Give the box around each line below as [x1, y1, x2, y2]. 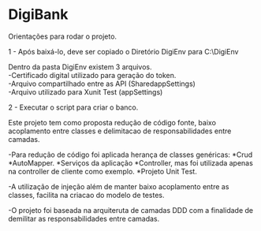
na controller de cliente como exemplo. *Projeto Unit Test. [8, 166, 197, 176]
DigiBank [8, 6, 69, 24]
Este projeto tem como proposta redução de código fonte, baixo [8, 117, 217, 127]
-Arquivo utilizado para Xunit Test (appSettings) [8, 87, 163, 96]
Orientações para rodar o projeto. [8, 32, 117, 41]
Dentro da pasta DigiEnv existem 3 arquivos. [8, 61, 152, 72]
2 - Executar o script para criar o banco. [8, 102, 139, 112]
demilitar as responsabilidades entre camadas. [8, 214, 160, 223]
